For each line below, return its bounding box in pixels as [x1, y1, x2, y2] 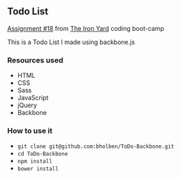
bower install [17, 165, 59, 172]
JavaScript [17, 94, 49, 102]
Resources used [7, 55, 64, 65]
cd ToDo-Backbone [17, 151, 68, 158]
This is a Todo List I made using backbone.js [7, 38, 135, 46]
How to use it [7, 126, 52, 136]
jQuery [17, 101, 37, 109]
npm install [17, 158, 52, 165]
